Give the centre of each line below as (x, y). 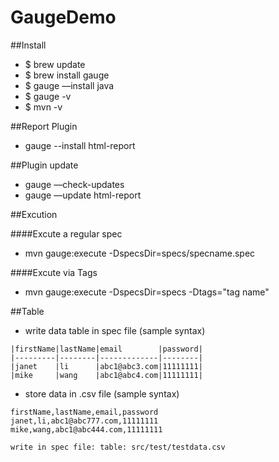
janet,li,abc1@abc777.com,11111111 (84, 421)
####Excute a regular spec (66, 233)
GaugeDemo (63, 17)
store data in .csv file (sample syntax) (102, 393)
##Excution (34, 214)
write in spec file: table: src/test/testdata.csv (118, 447)
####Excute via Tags (54, 272)
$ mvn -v (43, 107)
